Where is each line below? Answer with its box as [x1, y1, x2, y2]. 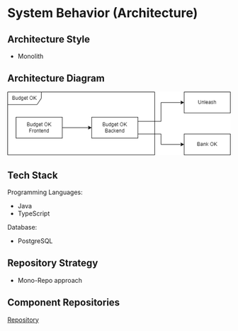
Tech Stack [7, 169, 58, 181]
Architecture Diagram [7, 72, 105, 84]
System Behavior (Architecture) [7, 5, 198, 21]
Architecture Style [7, 33, 91, 45]
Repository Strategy [7, 257, 98, 269]
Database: [7, 223, 38, 231]
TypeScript [17, 209, 50, 218]
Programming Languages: [7, 188, 83, 196]
